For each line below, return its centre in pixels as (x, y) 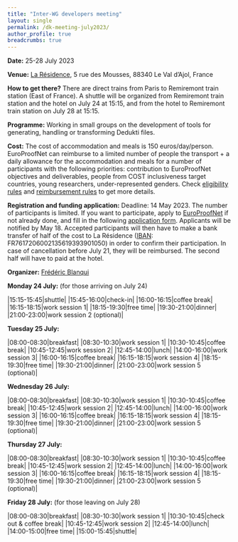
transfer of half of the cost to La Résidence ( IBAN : (81, 236)
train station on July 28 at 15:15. (54, 111)
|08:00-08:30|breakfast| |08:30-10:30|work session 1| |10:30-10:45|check (116, 516)
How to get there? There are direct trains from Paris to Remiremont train (113, 88)
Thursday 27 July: (35, 444)
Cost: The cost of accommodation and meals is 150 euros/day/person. (110, 146)
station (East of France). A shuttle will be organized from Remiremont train (116, 96)
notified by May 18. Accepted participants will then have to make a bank (113, 228)
